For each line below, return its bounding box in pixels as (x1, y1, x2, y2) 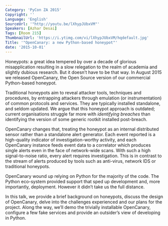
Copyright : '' (5, 12, 35, 17)
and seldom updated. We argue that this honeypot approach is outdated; (5, 105, 155, 111)
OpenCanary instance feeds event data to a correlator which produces (5, 142, 151, 148)
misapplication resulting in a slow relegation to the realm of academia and (5, 64, 157, 70)
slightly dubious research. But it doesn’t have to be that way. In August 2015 (5, 69, 162, 75)
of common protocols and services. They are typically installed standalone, (5, 100, 160, 106)
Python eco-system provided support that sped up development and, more (5, 178, 160, 184)
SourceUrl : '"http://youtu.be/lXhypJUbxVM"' (5, 21, 100, 27)
